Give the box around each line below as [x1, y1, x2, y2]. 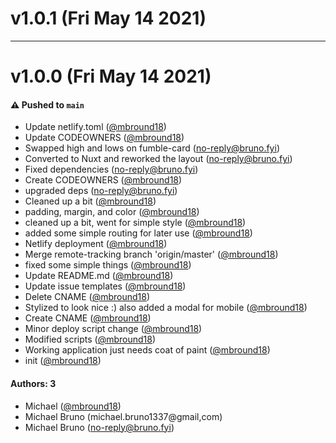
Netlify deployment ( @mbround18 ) [24, 238, 168, 250]
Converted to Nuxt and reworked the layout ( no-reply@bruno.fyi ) [24, 153, 293, 165]
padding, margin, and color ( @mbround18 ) [24, 206, 200, 218]
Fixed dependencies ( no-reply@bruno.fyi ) [24, 163, 199, 176]
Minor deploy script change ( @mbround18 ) [24, 323, 203, 335]
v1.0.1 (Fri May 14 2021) [10, 7, 207, 30]
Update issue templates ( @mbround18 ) [24, 280, 187, 292]
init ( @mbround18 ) [24, 355, 102, 367]
